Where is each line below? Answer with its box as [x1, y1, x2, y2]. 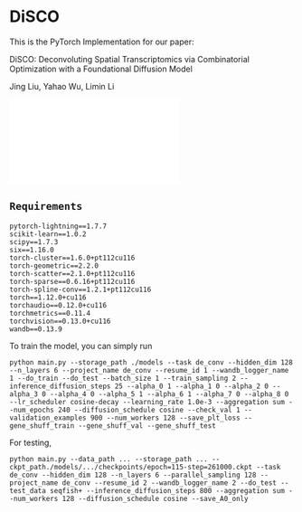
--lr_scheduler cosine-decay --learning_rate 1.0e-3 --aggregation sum [9, 397, 285, 406]
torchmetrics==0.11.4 [9, 308, 91, 318]
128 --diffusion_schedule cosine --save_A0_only [61, 494, 249, 503]
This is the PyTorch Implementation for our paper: [9, 36, 194, 47]
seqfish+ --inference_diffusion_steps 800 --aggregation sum [49, 486, 285, 495]
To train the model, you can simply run [9, 340, 153, 351]
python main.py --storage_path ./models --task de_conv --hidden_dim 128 [9, 357, 294, 367]
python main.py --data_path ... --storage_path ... [9, 454, 208, 463]
